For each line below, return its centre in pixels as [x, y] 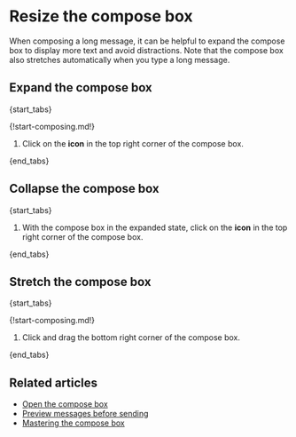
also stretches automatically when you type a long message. [120, 60]
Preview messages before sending [85, 414]
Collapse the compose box [84, 189]
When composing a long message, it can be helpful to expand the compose [147, 41]
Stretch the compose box [80, 282]
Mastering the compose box [74, 423]
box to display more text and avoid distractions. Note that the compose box [146, 50]
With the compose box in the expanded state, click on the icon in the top [155, 227]
